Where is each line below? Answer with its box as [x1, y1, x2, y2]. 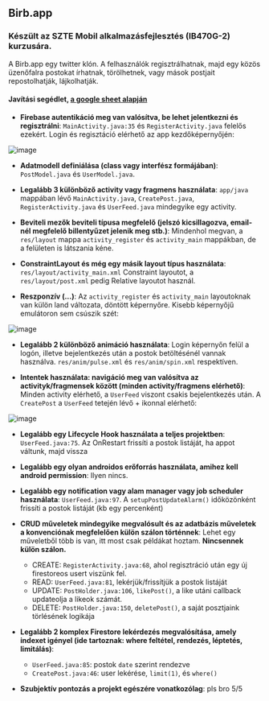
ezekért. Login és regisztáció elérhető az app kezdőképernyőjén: [19, 129, 234, 139]
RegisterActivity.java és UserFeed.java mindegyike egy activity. [19, 201, 237, 212]
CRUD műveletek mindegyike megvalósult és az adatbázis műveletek [19, 518, 257, 528]
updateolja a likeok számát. [31, 594, 123, 604]
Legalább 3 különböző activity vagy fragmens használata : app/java [19, 184, 249, 194]
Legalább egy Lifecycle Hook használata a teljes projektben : [19, 429, 226, 439]
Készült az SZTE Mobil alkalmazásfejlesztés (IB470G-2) [8, 31, 230, 42]
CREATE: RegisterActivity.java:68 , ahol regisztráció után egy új [31, 559, 247, 570]
